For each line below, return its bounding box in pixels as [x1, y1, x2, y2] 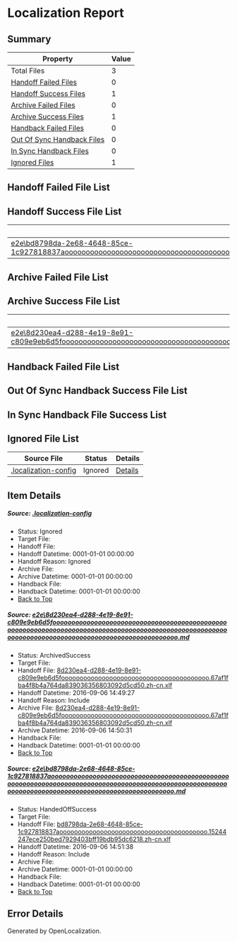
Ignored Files [11, 157, 54, 167]
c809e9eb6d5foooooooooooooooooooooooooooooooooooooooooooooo [7, 618, 227, 627]
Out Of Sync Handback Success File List [7, 385, 188, 397]
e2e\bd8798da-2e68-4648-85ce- [32, 764, 135, 773]
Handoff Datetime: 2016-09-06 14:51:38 [17, 842, 134, 851]
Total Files [11, 66, 45, 76]
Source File [24, 454, 63, 464]
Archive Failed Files [11, 100, 75, 110]
